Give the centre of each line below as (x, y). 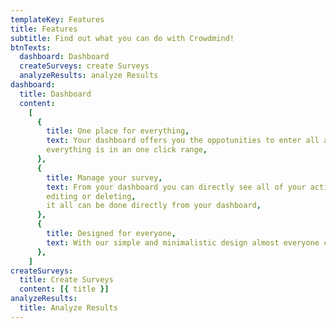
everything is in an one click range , (127, 150)
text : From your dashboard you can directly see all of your (176, 187)
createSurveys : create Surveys (84, 66)
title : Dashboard (55, 94)
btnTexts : (31, 47)
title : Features (44, 29)
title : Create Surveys (66, 280)
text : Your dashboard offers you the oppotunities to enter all (183, 141)
